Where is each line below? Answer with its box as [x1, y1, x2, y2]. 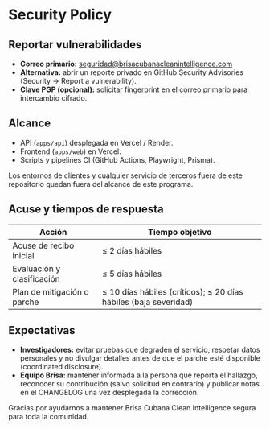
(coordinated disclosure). [19, 362, 104, 372]
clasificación [12, 273, 60, 284]
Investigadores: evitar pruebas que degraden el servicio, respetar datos [19, 344, 260, 355]
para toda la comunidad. [8, 412, 89, 422]
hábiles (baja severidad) [101, 296, 194, 307]
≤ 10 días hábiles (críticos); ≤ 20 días [101, 286, 243, 297]
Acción [39, 226, 67, 237]
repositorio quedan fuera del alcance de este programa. [8, 179, 194, 188]
